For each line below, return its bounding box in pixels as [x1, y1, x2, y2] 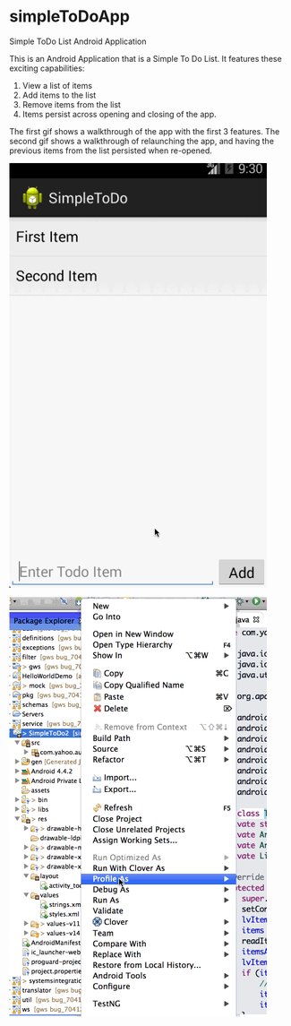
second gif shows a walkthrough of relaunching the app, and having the [9, 135, 275, 146]
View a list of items [21, 80, 92, 91]
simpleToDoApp [9, 6, 130, 27]
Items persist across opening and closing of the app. [21, 108, 217, 119]
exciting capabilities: [9, 63, 85, 73]
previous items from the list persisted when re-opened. [9, 145, 213, 156]
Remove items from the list [21, 99, 121, 109]
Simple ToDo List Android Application [9, 36, 147, 47]
